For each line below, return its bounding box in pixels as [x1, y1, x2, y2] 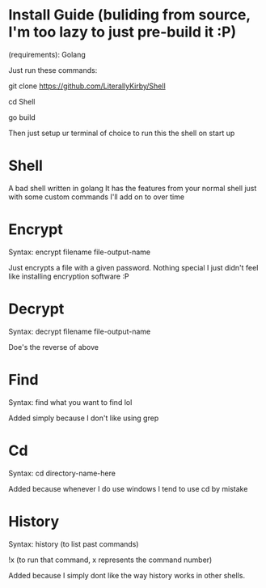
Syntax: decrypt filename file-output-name [8, 326, 151, 336]
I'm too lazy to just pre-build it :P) [8, 23, 237, 41]
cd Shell [8, 96, 36, 106]
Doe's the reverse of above [8, 342, 99, 352]
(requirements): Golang [8, 49, 87, 59]
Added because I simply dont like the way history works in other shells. [8, 570, 245, 580]
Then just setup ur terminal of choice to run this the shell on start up [8, 128, 235, 138]
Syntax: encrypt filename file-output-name [8, 247, 151, 257]
